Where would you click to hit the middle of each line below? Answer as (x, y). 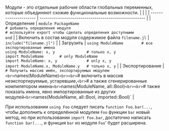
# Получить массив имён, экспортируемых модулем (57, 71)
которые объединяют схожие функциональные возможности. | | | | (77, 13)
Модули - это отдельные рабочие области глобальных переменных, (79, 7)
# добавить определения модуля (38, 28)
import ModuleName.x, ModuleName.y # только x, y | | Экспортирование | (85, 66)
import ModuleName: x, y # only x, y (59, 61)
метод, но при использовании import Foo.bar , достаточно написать (78, 117)
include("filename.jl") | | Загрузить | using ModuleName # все (79, 43)
